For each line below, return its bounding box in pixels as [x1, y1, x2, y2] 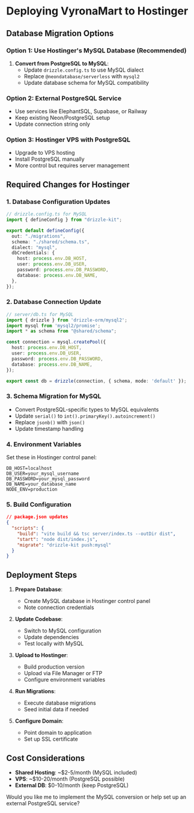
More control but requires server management [14, 162, 130, 169]
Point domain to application [23, 729, 92, 737]
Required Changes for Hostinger [6, 179, 130, 190]
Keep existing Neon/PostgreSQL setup [14, 114, 111, 122]
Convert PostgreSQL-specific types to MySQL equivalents [14, 406, 159, 413]
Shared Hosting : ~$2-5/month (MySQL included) [14, 768, 138, 776]
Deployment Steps [6, 570, 77, 580]
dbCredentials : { [11, 250, 55, 256]
